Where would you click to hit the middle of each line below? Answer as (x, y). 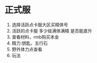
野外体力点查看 (27, 49)
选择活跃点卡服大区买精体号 (40, 25)
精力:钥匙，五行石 (30, 43)
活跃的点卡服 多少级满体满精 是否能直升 (52, 31)
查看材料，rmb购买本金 (35, 37)
